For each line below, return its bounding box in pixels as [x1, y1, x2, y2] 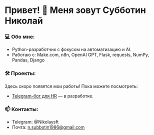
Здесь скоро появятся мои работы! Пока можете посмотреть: [4, 83, 138, 89]
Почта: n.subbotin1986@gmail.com [11, 124, 85, 130]
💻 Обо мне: [4, 33, 35, 40]
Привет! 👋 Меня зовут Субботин [4, 4, 146, 16]
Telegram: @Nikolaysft [11, 119, 59, 125]
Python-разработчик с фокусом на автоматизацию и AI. [11, 46, 132, 52]
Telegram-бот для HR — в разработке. [11, 92, 93, 99]
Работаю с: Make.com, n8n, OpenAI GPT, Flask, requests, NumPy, [11, 52, 149, 58]
